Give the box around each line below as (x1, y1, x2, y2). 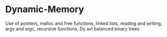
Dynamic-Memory (5, 4, 84, 15)
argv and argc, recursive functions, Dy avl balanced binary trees (5, 25, 140, 31)
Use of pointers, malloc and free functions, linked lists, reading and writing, (5, 20, 162, 26)
